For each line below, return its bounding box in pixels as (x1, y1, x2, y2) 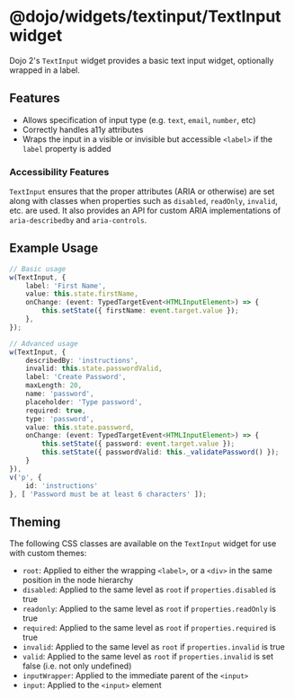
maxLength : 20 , (25, 381, 83, 390)
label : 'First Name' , (25, 281, 106, 290)
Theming (9, 514, 61, 529)
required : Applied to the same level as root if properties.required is (22, 623, 277, 633)
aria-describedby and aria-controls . (9, 215, 147, 226)
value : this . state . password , (25, 422, 135, 432)
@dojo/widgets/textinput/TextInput (9, 6, 281, 27)
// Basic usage (9, 264, 67, 273)
